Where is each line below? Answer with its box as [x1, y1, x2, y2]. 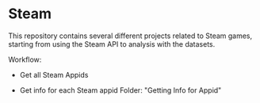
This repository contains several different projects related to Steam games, [8, 31, 253, 40]
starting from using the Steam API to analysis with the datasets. [8, 39, 216, 48]
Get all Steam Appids [19, 70, 89, 79]
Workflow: [8, 55, 42, 64]
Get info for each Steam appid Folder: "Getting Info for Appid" [19, 85, 222, 95]
